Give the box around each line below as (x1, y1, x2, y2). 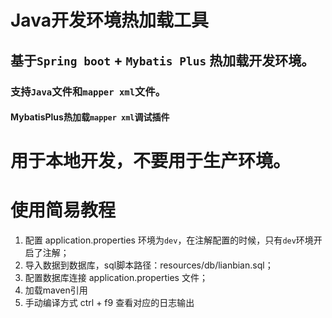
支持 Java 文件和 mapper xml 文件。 (10, 84, 167, 98)
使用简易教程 (10, 199, 117, 222)
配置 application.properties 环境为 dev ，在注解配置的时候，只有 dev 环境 (24, 234, 314, 246)
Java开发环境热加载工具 (10, 9, 209, 32)
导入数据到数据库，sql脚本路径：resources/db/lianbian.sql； (24, 259, 274, 271)
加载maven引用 (24, 284, 88, 296)
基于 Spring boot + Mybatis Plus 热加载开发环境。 (10, 52, 315, 69)
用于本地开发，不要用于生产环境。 (10, 150, 292, 173)
